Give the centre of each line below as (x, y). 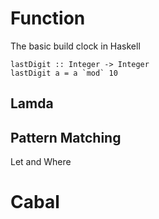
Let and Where (41, 162)
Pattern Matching (66, 137)
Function (48, 18)
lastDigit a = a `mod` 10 (64, 73)
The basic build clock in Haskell (75, 46)
